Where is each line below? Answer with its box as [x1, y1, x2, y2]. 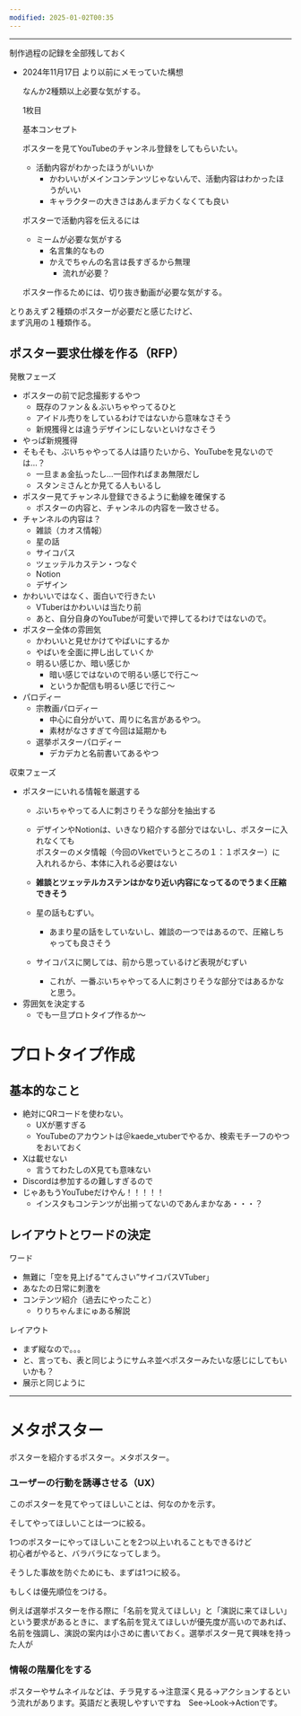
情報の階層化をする [9, 1664, 92, 1676]
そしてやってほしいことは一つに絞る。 [9, 1517, 150, 1528]
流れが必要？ [62, 267, 110, 279]
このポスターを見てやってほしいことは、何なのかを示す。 [9, 1499, 220, 1509]
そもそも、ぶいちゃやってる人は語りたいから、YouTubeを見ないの [21, 447, 266, 457]
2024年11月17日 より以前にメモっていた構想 [21, 66, 184, 77]
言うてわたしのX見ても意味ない [35, 1164, 151, 1175]
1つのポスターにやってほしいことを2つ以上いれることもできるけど [9, 1537, 253, 1548]
